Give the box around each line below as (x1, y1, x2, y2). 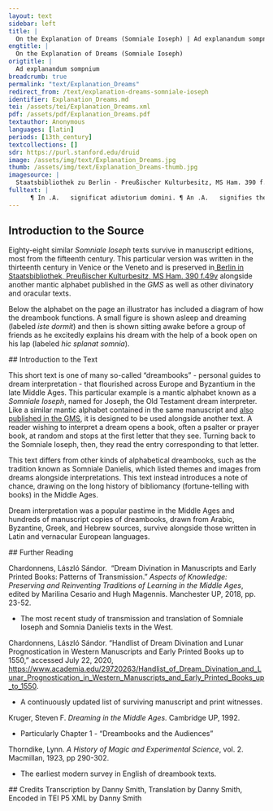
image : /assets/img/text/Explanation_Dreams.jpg (8, 156, 176, 164)
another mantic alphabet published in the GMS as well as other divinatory (8, 280, 254, 290)
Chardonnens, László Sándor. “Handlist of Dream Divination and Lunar (8, 638, 244, 648)
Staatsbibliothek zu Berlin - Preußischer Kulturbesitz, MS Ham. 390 (15, 178, 256, 187)
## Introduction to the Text (8, 355, 98, 365)
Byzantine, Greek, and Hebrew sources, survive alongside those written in (8, 523, 257, 533)
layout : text (8, 11, 53, 20)
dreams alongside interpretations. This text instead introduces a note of (8, 473, 248, 483)
